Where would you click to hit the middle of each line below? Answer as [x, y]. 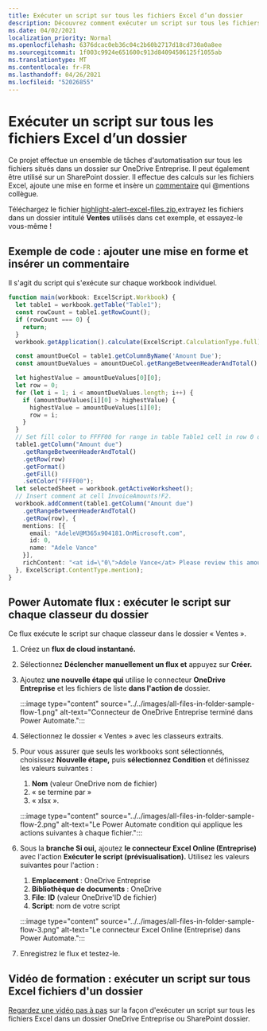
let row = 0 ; [37, 386]
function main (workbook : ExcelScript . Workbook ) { [92, 298]
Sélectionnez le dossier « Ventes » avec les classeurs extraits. [122, 736]
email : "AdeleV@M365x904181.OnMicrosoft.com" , [108, 533]
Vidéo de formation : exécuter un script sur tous [130, 979]
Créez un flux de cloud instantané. [78, 649]
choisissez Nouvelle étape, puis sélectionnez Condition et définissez [135, 760]
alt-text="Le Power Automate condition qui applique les [152, 824]
